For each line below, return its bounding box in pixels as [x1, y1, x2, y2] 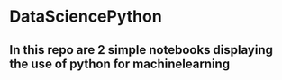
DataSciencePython [9, 6, 162, 27]
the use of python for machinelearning [9, 56, 231, 71]
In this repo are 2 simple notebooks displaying [9, 42, 273, 58]
